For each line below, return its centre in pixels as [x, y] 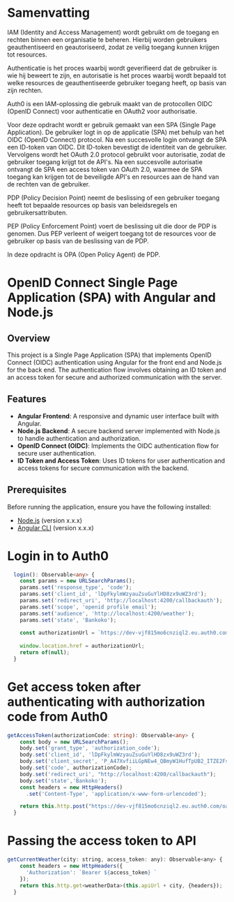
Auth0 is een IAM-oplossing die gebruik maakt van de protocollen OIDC [110, 103]
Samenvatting [49, 13]
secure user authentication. [56, 453]
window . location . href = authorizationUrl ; [82, 646]
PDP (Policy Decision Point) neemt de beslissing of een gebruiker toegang [114, 198]
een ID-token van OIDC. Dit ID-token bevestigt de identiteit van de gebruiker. [117, 147]
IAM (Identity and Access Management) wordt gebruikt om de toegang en [113, 32]
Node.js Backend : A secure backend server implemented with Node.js [119, 430]
